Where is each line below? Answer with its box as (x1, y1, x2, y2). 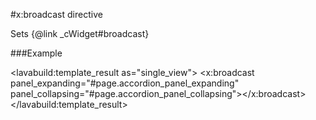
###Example (10, 47, 63, 59)
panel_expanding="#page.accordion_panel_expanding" (10, 77, 240, 89)
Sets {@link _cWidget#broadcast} (10, 28, 150, 39)
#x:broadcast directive (10, 9, 103, 20)
